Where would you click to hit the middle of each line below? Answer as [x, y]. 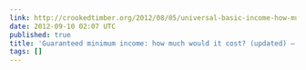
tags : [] [26, 52]
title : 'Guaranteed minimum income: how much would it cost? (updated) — [153, 43]
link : [20, 18]
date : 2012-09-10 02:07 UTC [63, 26]
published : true [40, 35]
